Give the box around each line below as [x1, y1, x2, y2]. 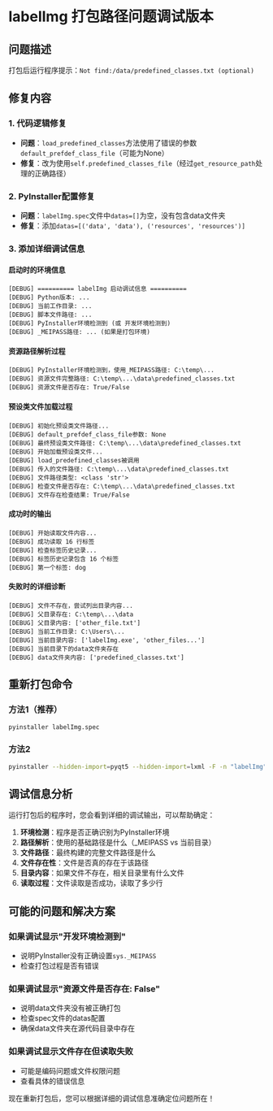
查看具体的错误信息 [19, 1076, 85, 1086]
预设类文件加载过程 [8, 401, 73, 411]
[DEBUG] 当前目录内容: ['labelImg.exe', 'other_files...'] [8, 636, 206, 644]
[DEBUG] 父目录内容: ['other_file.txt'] [8, 618, 141, 627]
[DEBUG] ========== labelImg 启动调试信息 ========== [8, 285, 187, 293]
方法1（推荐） [8, 704, 63, 715]
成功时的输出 [8, 509, 51, 519]
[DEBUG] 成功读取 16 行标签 [8, 537, 95, 545]
